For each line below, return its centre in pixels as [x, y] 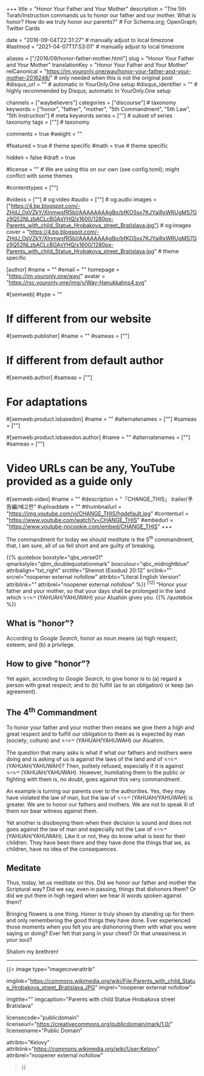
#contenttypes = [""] [32, 188]
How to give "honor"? [48, 664]
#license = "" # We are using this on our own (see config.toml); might [93, 169]
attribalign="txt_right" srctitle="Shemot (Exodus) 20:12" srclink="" [89, 570]
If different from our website [79, 319]
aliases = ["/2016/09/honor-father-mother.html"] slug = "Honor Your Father [100, 58]
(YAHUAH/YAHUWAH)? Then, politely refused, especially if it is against [95, 766]
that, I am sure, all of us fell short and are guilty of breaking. [81, 546]
